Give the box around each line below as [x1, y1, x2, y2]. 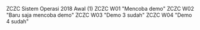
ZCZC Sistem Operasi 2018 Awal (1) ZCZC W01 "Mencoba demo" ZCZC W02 [6, 5, 195, 12]
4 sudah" [6, 18, 29, 25]
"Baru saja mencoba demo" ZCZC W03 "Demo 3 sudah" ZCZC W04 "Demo [6, 11, 192, 19]
